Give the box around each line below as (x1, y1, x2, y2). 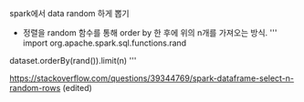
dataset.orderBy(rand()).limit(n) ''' (9, 56, 137, 66)
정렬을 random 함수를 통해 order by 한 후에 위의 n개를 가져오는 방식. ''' (22, 27, 278, 38)
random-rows (9, 83, 61, 93)
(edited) (62, 83, 93, 93)
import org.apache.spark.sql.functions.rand (22, 37, 187, 48)
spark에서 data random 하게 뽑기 (9, 8, 130, 18)
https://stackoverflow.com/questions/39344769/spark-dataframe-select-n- (9, 73, 295, 84)
